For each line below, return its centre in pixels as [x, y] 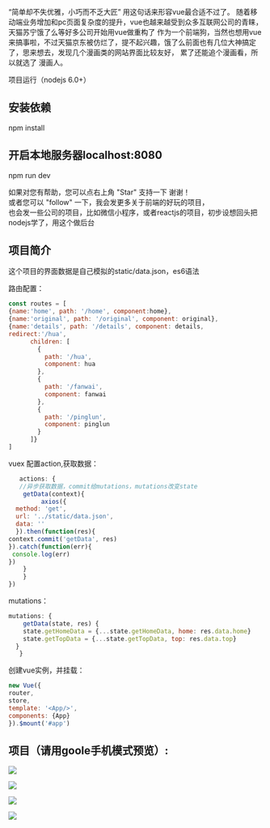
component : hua [70, 364]
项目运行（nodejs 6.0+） [50, 80]
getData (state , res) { [61, 623]
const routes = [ [38, 304]
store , [19, 701]
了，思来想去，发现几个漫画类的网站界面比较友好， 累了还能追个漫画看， [130, 52]
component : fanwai [75, 394]
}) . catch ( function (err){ [50, 546]
